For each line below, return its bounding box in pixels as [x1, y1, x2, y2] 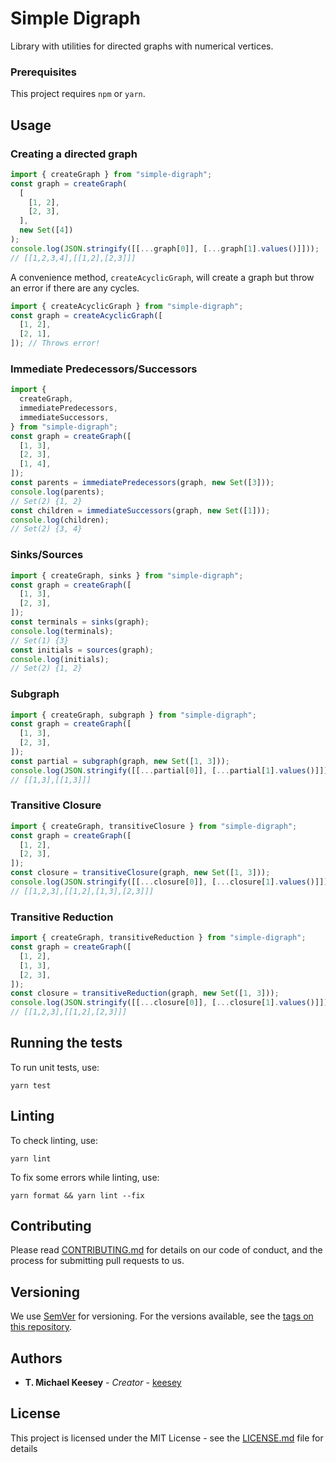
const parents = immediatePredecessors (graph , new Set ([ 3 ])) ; [10, 478, 275, 488]
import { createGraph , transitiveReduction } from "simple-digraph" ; [10, 933, 307, 943]
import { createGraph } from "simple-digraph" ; [10, 169, 213, 179]
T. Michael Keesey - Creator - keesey [24, 1377, 182, 1389]
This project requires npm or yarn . [10, 88, 146, 100]
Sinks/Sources [10, 548, 84, 562]
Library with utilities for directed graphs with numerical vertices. [10, 40, 274, 52]
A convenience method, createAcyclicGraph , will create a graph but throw [10, 271, 315, 283]
